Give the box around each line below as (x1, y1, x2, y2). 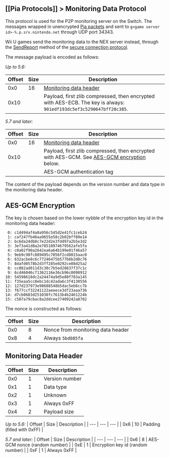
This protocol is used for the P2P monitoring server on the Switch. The (5, 18, 152, 24)
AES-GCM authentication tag (44, 168, 114, 175)
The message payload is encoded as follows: (5, 54, 100, 60)
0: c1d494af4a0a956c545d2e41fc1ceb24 (7, 230, 87, 235)
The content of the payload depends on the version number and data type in (5, 181, 165, 187)
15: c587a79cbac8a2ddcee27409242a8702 (5, 297, 87, 302)
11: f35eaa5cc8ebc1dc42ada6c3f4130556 (5, 279, 87, 284)
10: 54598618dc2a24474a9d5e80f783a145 (5, 274, 87, 279)
